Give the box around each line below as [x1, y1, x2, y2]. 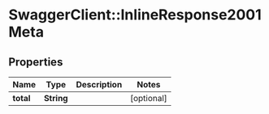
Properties [8, 55, 63, 69]
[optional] [129, 93, 168, 103]
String [43, 93, 68, 103]
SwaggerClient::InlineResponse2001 [8, 6, 262, 24]
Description [76, 79, 123, 90]
